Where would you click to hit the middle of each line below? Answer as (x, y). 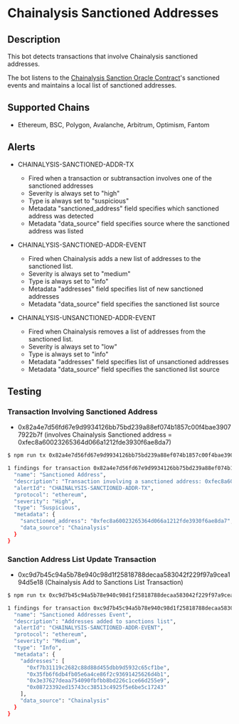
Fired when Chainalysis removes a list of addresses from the (117, 331)
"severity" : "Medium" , (47, 642)
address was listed (56, 231)
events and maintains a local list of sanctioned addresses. (92, 85)
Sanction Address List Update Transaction (82, 559)
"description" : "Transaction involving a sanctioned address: (108, 481)
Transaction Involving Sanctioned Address (83, 412)
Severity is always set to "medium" (79, 273)
